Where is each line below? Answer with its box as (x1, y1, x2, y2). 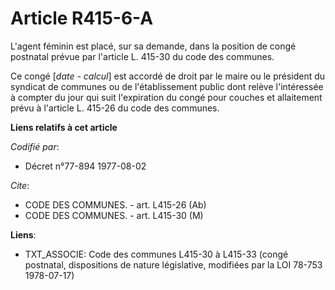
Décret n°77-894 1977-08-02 (24, 160, 147, 172)
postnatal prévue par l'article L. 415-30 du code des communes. (10, 50, 275, 62)
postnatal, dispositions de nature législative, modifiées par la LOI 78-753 (24, 258, 323, 271)
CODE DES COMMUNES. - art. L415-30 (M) (24, 209, 204, 221)
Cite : (10, 179, 30, 191)
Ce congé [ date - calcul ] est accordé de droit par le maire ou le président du (10, 70, 326, 82)
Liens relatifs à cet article (10, 121, 118, 133)
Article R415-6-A (10, 7, 154, 30)
